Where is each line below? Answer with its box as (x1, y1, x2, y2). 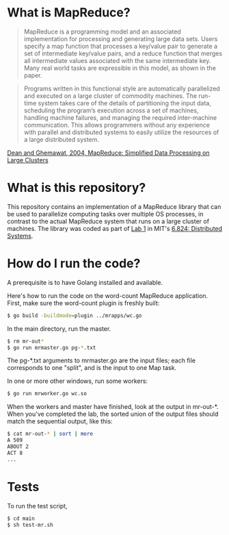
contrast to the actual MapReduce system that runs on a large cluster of (7, 217, 210, 225)
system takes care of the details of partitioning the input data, (38, 99, 212, 107)
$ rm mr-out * (7, 338, 44, 345)
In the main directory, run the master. (7, 324, 111, 333)
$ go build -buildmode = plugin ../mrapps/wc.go (7, 312, 142, 319)
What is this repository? (7, 180, 146, 196)
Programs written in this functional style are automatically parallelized (23, 84, 220, 92)
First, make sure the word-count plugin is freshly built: (7, 299, 160, 307)
